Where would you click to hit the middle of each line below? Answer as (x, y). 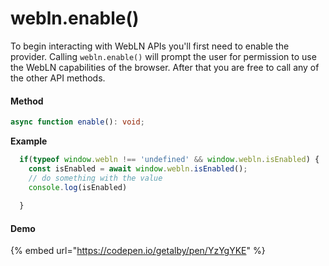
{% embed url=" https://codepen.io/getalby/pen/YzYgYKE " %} (138, 251)
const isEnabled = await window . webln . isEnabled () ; (138, 168)
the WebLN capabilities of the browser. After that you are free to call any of (165, 67)
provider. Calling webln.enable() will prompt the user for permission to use (163, 56)
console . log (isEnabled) (78, 187)
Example (29, 141)
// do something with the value (95, 178)
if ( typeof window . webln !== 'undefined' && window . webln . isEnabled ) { (169, 160)
